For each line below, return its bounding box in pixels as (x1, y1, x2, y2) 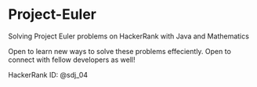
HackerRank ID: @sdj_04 (8, 70, 89, 79)
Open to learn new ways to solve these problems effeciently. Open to (8, 46, 231, 56)
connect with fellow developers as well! (8, 55, 136, 64)
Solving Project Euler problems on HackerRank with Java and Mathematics (8, 31, 249, 41)
